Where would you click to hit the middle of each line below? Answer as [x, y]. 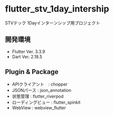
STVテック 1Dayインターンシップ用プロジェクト [53, 23]
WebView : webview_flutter [39, 108]
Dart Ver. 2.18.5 [27, 57]
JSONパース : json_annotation [42, 90]
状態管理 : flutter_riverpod [38, 96]
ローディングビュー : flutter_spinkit [46, 102]
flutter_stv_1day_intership [57, 9]
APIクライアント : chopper [40, 84]
